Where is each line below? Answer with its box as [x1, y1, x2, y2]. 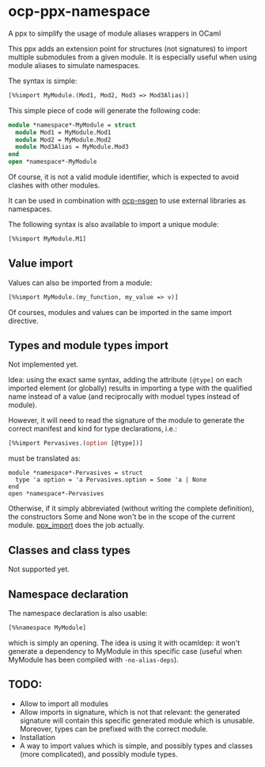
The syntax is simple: [8, 76, 78, 85]
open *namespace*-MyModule [8, 158, 97, 166]
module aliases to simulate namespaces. [8, 60, 141, 70]
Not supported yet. [8, 564, 70, 574]
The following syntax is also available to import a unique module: [8, 220, 219, 230]
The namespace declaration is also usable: [8, 608, 148, 617]
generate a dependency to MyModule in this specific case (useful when [8, 646, 243, 655]
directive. [8, 316, 39, 325]
